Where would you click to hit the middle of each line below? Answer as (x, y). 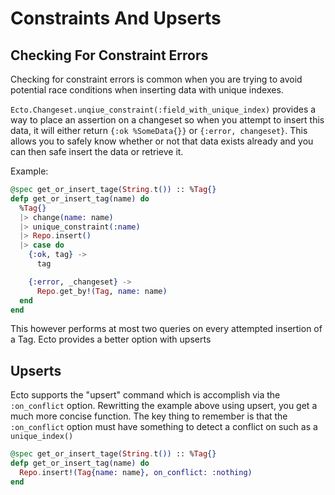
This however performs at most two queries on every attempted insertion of (166, 329)
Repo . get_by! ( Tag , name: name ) (102, 291)
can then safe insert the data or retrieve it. (97, 151)
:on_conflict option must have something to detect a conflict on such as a (164, 427)
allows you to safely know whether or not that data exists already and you (162, 141)
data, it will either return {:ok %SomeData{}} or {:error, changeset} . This (159, 130)
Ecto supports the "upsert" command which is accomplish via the (145, 395)
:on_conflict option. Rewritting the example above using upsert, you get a (164, 406)
